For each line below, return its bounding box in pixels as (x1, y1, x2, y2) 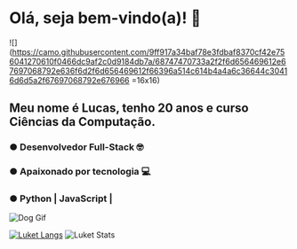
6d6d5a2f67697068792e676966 (9, 74, 131, 85)
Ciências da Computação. (9, 114, 156, 129)
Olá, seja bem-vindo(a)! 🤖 (9, 8, 202, 28)
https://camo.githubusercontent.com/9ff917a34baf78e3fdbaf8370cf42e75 (12, 46, 285, 57)
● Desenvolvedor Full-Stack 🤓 (9, 141, 144, 153)
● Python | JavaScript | (9, 192, 113, 205)
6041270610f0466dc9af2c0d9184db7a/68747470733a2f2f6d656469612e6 (9, 56, 286, 66)
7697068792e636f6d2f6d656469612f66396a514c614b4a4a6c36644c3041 (9, 66, 288, 76)
